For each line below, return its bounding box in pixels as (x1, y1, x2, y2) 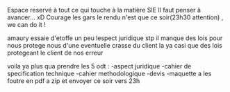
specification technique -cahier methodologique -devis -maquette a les (7, 69, 212, 77)
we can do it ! (7, 21, 47, 28)
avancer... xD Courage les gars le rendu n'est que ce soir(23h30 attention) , (7, 13, 224, 21)
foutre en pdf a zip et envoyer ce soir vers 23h (7, 77, 140, 85)
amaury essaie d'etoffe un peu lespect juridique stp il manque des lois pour (7, 34, 223, 42)
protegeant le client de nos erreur (7, 48, 104, 57)
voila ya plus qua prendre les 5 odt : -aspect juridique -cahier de (7, 62, 192, 70)
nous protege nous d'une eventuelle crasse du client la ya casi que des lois (7, 42, 222, 49)
